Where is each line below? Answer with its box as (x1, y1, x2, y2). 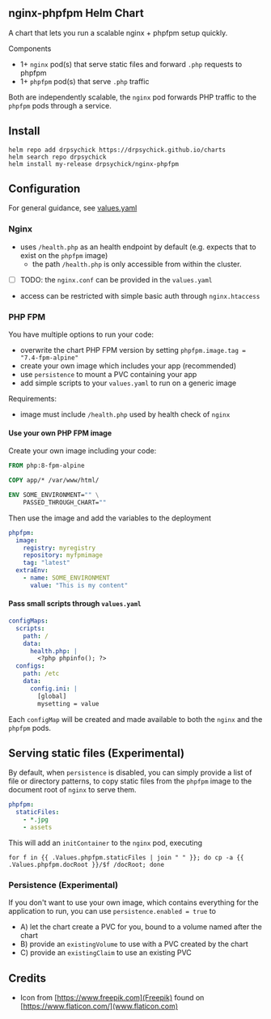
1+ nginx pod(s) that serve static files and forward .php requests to (19, 59, 243, 69)
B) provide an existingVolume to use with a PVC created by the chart (19, 939, 248, 949)
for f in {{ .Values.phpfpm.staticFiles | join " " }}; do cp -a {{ (8, 853, 244, 861)
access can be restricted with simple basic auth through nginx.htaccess (19, 291, 260, 300)
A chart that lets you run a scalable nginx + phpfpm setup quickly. (8, 28, 228, 37)
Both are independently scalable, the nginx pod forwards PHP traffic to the (8, 92, 257, 102)
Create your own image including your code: (8, 446, 157, 456)
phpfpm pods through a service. (8, 100, 112, 110)
